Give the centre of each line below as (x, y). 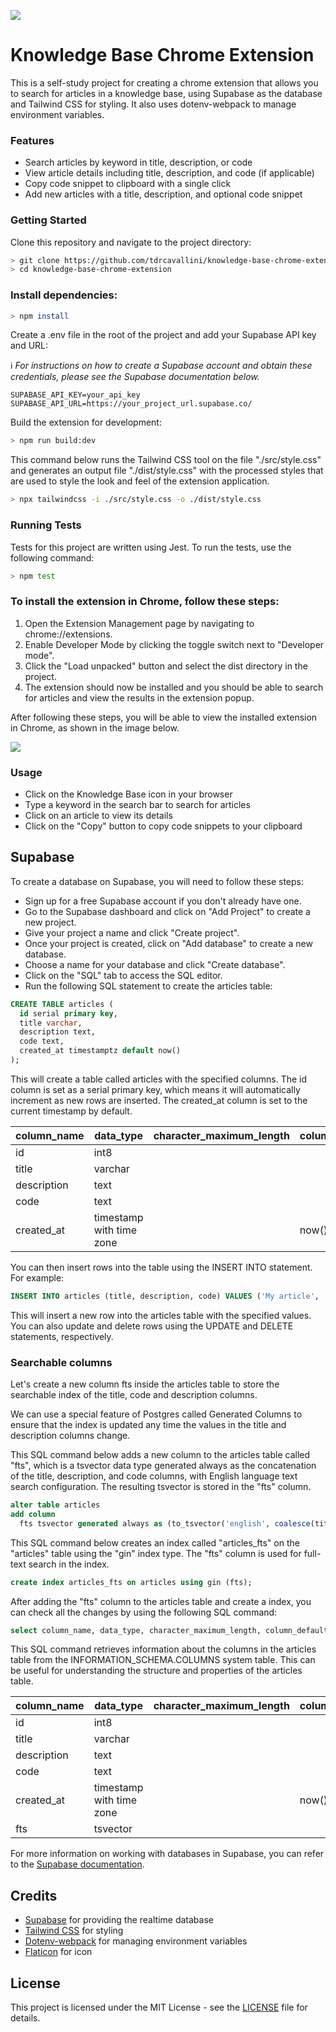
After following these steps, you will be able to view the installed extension (164, 717)
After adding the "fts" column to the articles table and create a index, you (161, 1601)
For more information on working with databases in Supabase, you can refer (167, 1854)
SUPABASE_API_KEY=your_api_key (75, 395)
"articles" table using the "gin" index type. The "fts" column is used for (156, 1553)
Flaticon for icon (58, 1952)
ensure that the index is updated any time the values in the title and (148, 1425)
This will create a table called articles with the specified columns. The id (159, 1079)
